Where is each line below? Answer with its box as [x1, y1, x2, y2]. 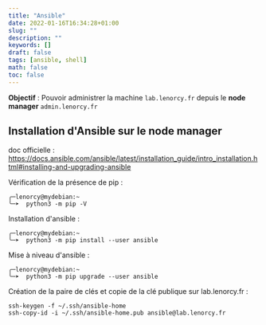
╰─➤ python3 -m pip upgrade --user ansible [8, 272, 158, 281]
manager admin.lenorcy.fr [8, 101, 98, 111]
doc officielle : [8, 145, 55, 155]
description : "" [8, 33, 62, 42]
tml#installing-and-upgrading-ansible [8, 162, 131, 172]
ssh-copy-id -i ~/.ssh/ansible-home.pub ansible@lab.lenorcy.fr [8, 309, 226, 317]
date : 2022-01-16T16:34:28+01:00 [8, 19, 119, 27]
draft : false [8, 49, 52, 57]
